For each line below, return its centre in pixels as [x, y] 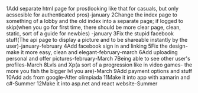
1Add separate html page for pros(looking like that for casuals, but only [92, 9]
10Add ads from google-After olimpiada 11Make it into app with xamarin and [98, 77]
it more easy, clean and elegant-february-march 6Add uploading [99, 52]
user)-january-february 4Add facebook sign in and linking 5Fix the [87, 46]
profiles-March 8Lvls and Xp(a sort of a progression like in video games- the [99, 65]
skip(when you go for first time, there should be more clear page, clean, [94, 27]
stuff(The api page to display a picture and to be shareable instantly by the [97, 40]
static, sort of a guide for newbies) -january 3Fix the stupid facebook [90, 34]
